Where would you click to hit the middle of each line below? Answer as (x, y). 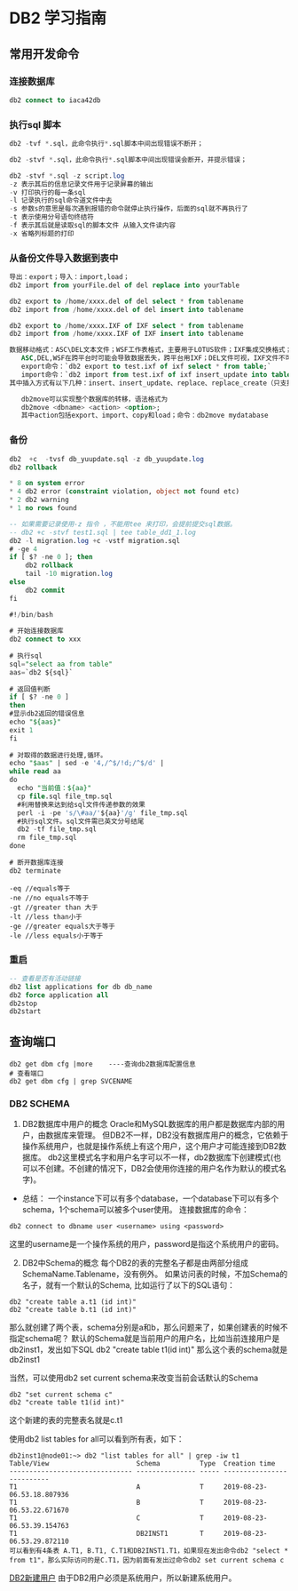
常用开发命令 (44, 54)
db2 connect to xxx (45, 640)
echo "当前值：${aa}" (54, 788)
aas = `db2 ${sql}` (41, 672)
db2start (25, 1011)
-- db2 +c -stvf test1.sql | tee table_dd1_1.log (103, 532)
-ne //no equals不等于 (49, 898)
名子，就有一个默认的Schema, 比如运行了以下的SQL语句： (128, 1285)
